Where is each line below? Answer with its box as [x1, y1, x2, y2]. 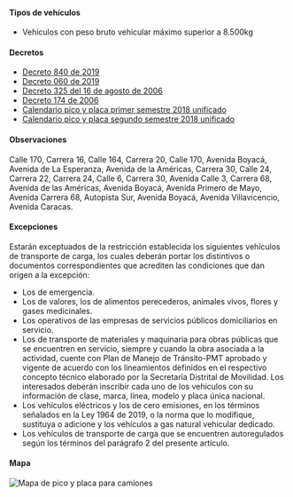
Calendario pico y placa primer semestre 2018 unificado [21, 105, 227, 115]
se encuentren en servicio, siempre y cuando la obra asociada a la [21, 343, 265, 354]
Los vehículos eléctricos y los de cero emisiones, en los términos [21, 399, 260, 410]
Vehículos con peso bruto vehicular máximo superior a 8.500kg [21, 27, 254, 37]
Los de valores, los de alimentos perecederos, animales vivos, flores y [21, 296, 279, 306]
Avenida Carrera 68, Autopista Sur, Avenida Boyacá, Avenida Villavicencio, [9, 192, 281, 202]
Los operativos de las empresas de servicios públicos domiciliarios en [21, 315, 278, 326]
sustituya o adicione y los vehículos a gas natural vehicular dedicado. [21, 418, 276, 430]
